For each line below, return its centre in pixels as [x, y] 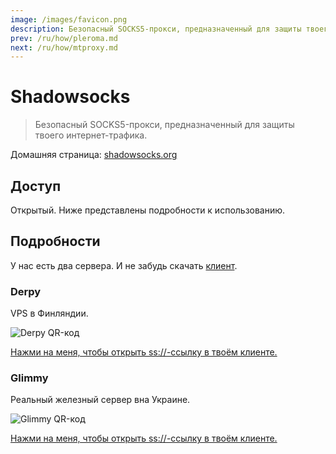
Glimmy [29, 378]
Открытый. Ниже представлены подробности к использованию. [148, 210]
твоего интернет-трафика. [91, 135]
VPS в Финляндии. [49, 313]
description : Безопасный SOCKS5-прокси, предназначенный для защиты [156, 29]
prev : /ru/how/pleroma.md [64, 38]
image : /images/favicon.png [69, 19]
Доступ [36, 186]
